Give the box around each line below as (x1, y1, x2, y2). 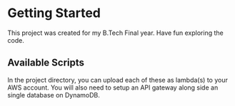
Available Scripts (7, 57, 84, 69)
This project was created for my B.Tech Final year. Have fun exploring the (7, 28, 224, 37)
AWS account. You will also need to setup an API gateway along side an (7, 83, 219, 92)
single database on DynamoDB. (7, 90, 100, 99)
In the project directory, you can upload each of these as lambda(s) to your (7, 75, 229, 84)
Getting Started (7, 5, 101, 21)
